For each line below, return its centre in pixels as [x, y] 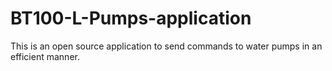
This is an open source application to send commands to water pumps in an [166, 46]
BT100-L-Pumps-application [131, 18]
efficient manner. [45, 56]
